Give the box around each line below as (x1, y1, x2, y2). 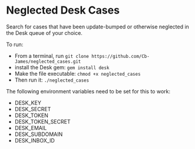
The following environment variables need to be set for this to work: (6, 88, 171, 95)
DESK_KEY (14, 99, 41, 106)
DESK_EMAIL (14, 124, 47, 131)
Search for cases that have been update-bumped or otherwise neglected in (6, 23, 190, 30)
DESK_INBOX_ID (14, 137, 55, 144)
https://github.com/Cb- (91, 53, 150, 59)
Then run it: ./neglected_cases (14, 76, 90, 83)
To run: (6, 41, 24, 48)
